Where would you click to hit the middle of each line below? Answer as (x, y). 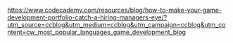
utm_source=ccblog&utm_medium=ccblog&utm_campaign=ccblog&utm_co (116, 25)
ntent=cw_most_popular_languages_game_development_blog (97, 32)
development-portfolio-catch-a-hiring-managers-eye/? (87, 17)
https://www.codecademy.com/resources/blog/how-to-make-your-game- (115, 10)
